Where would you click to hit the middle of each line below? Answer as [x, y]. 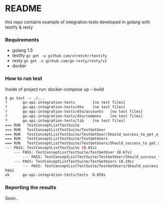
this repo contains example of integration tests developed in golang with [78, 22]
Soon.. [12, 198]
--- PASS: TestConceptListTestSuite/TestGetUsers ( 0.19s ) [74, 161]
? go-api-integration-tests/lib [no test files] [65, 121]
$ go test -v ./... [25, 98]
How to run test [24, 78]
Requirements [22, 39]
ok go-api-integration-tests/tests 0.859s [55, 175]
